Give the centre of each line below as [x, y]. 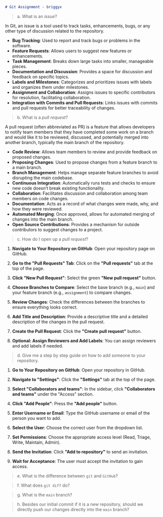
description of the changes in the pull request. [58, 322]
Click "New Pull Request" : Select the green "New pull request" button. [84, 278]
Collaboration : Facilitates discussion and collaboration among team [80, 193]
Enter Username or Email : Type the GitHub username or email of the [81, 413]
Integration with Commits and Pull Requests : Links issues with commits [85, 103]
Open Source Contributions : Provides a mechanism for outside [76, 224]
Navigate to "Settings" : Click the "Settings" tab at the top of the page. [84, 379]
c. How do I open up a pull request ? [53, 239]
